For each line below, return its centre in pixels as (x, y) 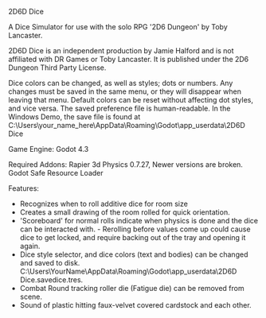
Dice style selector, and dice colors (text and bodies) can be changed (134, 254)
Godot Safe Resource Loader (56, 173)
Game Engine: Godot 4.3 (49, 149)
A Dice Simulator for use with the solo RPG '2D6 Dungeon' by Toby (118, 27)
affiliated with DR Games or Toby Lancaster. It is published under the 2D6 (129, 59)
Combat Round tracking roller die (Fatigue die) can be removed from (132, 288)
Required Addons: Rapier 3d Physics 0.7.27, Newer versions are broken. (125, 165)
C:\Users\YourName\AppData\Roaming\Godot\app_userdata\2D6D (128, 271)
